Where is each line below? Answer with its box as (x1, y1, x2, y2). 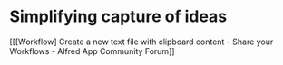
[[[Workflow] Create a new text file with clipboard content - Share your (9, 36, 274, 47)
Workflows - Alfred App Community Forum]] (9, 45, 175, 56)
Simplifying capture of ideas (9, 6, 228, 27)
